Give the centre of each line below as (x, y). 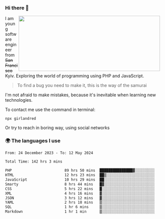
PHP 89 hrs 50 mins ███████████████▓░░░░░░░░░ (80, 171)
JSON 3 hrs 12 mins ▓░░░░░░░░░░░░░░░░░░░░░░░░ (80, 198)
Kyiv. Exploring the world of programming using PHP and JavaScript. (75, 76)
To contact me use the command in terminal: (50, 109)
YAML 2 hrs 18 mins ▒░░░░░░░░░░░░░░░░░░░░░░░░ (80, 203)
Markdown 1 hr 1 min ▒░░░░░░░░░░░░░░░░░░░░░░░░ (80, 212)
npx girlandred (21, 119)
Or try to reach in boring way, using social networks (57, 128)
